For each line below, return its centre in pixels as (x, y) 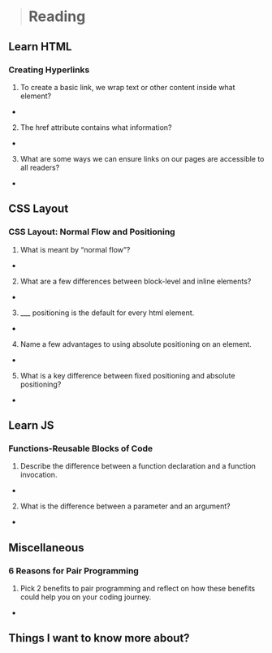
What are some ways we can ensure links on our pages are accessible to (142, 158)
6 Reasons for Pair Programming (74, 570)
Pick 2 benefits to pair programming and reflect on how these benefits (138, 588)
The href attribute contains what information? (96, 127)
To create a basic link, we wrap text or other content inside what (127, 87)
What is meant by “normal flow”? (75, 249)
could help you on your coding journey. (86, 597)
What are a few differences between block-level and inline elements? (136, 281)
